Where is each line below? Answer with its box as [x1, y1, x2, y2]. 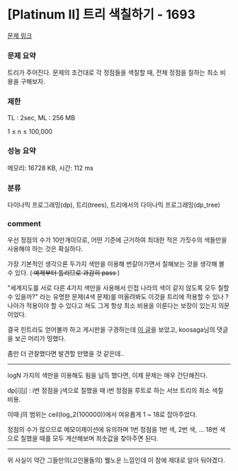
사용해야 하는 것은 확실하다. [7, 244, 84, 253]
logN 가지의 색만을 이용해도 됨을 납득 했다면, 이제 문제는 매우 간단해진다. [7, 371, 208, 380]
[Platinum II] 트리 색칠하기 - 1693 [7, 6, 196, 23]
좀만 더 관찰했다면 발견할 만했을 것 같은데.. [7, 350, 125, 358]
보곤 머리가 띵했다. [14, 335, 66, 343]
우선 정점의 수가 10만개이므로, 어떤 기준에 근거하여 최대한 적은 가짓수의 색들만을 [7, 236, 227, 244]
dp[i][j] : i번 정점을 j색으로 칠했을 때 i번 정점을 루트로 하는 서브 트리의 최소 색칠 [7, 386, 224, 395]
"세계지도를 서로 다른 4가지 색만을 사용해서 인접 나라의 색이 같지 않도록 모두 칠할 [7, 283, 229, 292]
